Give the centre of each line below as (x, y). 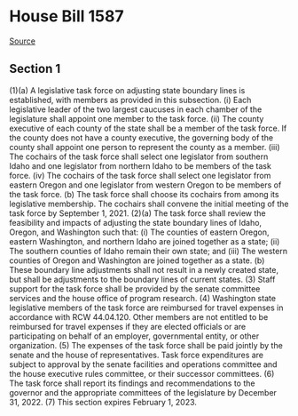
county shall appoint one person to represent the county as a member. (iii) (145, 147)
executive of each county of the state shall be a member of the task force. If (148, 128)
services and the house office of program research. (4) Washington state (143, 298)
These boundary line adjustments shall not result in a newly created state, (144, 269)
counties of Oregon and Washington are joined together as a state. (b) (137, 260)
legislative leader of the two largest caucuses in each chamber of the (136, 109)
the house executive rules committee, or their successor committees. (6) (142, 373)
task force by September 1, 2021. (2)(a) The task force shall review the (137, 213)
